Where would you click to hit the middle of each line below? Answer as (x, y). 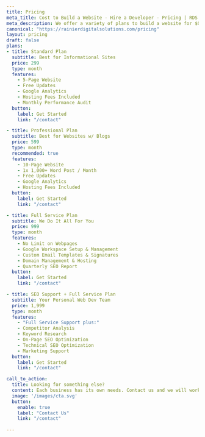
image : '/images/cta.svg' (45, 396)
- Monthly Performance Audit (54, 102)
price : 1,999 (28, 305)
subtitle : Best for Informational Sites (64, 57)
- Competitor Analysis (46, 329)
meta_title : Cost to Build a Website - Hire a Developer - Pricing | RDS (102, 18)
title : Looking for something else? (58, 385)
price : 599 (26, 142)
